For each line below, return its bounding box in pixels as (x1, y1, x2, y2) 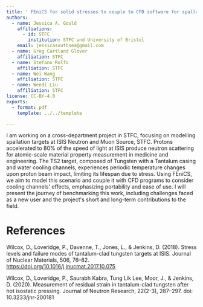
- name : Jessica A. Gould (11, 20, 77, 26)
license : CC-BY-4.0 (6, 93, 56, 99)
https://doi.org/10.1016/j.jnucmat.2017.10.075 (6, 263, 116, 270)
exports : (6, 99, 28, 105)
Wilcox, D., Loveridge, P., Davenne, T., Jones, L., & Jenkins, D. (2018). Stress (6, 244, 197, 251)
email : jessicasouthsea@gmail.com (17, 43, 104, 49)
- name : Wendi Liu (11, 82, 59, 88)
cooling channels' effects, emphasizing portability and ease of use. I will (6, 183, 186, 190)
